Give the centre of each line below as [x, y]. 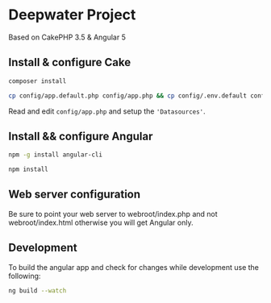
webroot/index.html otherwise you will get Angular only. [101, 222]
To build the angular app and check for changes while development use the [134, 267]
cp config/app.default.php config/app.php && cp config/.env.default [128, 95]
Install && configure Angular [81, 136]
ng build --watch [38, 291]
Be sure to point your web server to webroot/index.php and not [113, 214]
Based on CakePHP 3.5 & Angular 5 [67, 37]
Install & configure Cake [70, 62]
